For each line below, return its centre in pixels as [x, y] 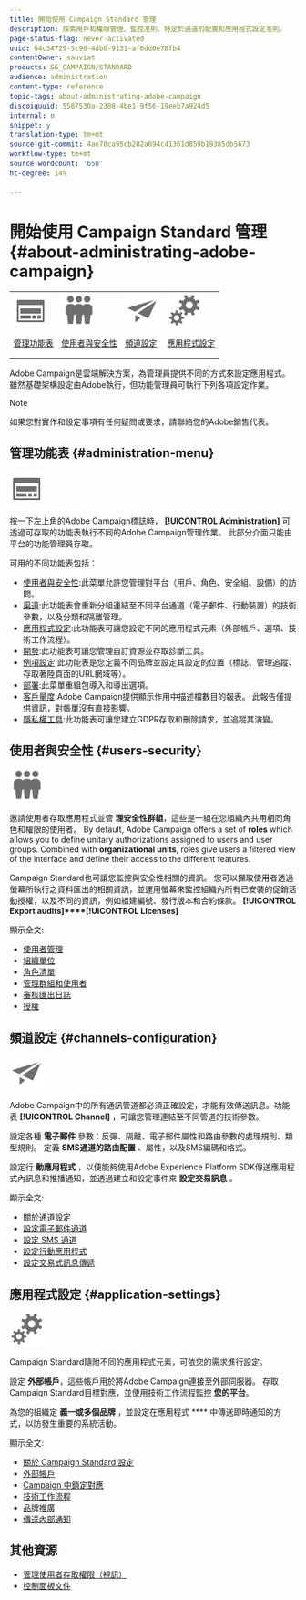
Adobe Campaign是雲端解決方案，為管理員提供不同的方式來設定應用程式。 [150, 373]
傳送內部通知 [46, 1519]
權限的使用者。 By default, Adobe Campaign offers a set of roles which [159, 829]
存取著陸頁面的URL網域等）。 [76, 673]
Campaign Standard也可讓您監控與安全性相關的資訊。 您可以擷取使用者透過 [152, 878]
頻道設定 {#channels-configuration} [113, 1038]
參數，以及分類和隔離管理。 [75, 617]
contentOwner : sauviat [52, 58]
